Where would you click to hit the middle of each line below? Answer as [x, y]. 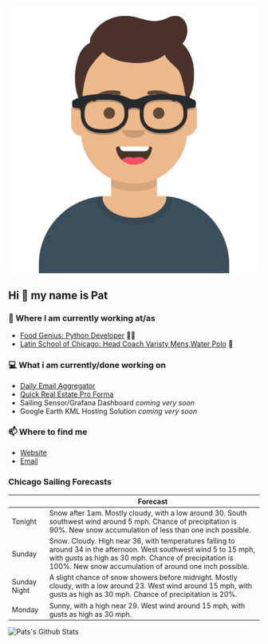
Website [33, 452]
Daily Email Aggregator [57, 385]
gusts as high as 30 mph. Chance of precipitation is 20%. [143, 595]
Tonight [24, 521]
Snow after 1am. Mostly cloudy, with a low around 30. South [148, 512]
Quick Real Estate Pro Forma [67, 394]
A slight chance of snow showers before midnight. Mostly [143, 578]
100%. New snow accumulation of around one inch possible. [149, 567]
